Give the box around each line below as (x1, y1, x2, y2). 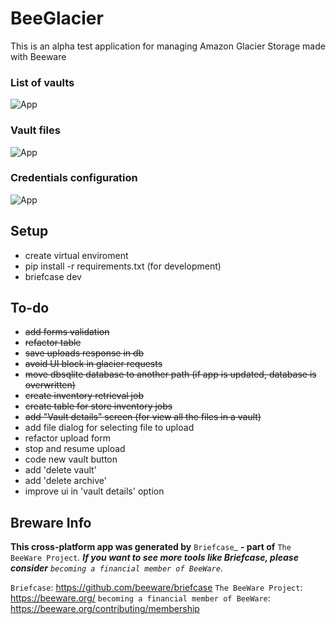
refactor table (24, 337, 82, 349)
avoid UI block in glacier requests (24, 358, 163, 370)
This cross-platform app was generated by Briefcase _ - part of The (10, 541, 292, 553)
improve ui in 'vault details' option (24, 485, 165, 497)
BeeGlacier (10, 7, 104, 30)
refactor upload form (24, 432, 111, 444)
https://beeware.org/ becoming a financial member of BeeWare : (10, 592, 271, 604)
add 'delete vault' (24, 464, 97, 476)
